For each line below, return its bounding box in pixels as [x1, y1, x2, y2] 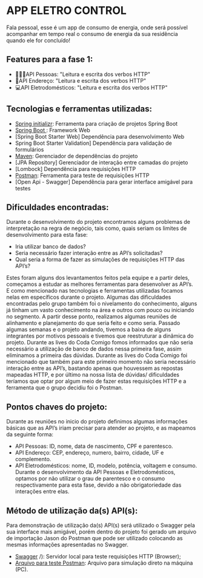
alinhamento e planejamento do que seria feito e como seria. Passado [6, 319, 181, 327]
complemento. [15, 456, 52, 463]
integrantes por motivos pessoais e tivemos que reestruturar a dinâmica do [6, 332, 194, 339]
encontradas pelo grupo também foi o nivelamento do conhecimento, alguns [6, 300, 198, 307]
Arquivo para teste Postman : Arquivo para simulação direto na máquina [15, 559, 193, 566]
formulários [15, 145, 44, 153]
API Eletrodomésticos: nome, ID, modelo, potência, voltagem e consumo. [15, 462, 198, 469]
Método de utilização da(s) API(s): [6, 506, 138, 516]
